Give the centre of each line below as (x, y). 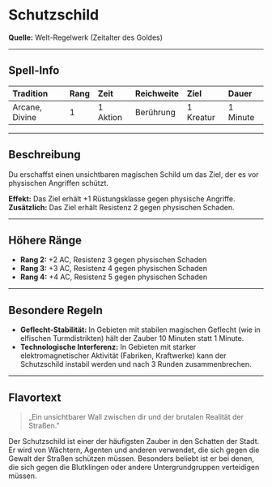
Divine (25, 117)
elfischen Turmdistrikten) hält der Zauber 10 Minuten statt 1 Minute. (132, 338)
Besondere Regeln (55, 310)
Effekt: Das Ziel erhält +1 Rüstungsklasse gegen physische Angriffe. (122, 198)
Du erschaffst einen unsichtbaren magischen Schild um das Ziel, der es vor (134, 174)
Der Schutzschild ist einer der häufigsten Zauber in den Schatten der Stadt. (134, 441)
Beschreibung (45, 155)
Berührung (155, 112)
